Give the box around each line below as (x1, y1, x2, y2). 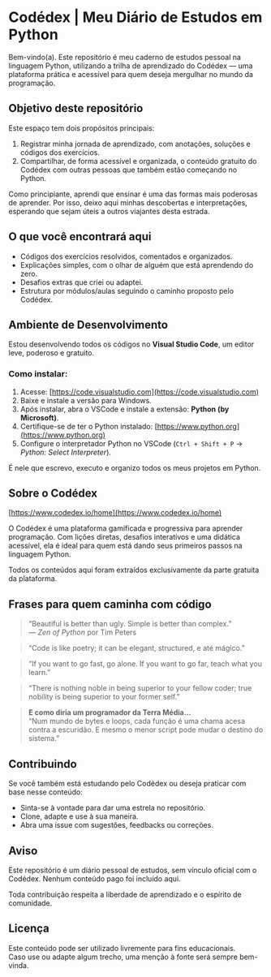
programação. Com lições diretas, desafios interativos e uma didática (8, 532, 241, 542)
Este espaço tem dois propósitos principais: (8, 123, 155, 133)
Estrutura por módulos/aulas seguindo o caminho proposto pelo (19, 286, 234, 295)
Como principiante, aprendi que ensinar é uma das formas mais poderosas (8, 189, 258, 199)
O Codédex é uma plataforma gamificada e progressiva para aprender (8, 523, 243, 533)
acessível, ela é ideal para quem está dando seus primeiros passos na (8, 540, 243, 551)
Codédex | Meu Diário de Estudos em (8, 8, 263, 27)
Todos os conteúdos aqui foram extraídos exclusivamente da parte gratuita (8, 565, 260, 575)
